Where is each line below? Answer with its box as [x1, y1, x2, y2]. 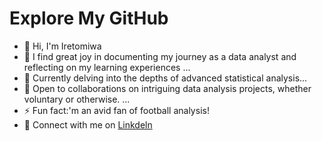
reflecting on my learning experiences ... [23, 61, 191, 73]
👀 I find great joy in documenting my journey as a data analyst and [23, 50, 297, 62]
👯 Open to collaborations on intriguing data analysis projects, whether [23, 82, 312, 94]
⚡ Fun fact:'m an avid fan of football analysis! [23, 104, 210, 116]
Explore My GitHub [9, 7, 169, 30]
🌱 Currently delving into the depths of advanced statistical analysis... [23, 72, 308, 84]
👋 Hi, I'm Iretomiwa [23, 40, 102, 52]
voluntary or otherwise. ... [23, 93, 131, 105]
